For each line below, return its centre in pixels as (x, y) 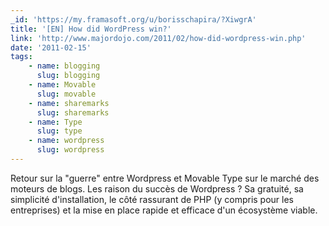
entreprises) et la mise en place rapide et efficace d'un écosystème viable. (164, 210)
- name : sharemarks (69, 103)
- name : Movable (62, 85)
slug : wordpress (70, 150)
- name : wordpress (66, 141)
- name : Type (55, 122)
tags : (21, 57)
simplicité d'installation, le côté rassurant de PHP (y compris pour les (152, 199)
